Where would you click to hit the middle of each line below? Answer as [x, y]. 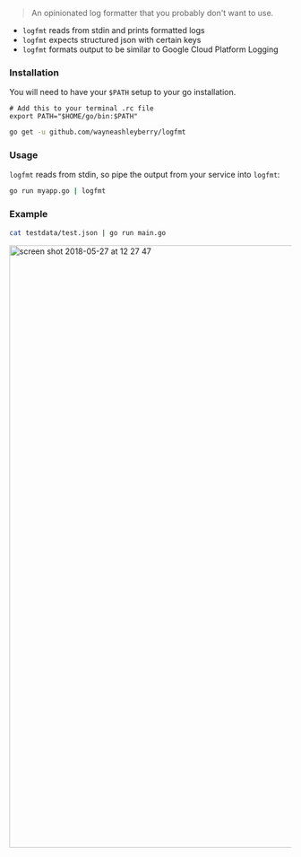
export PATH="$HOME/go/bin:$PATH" [74, 117]
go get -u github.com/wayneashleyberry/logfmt [98, 132]
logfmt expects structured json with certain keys [112, 40]
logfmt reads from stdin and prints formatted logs [113, 30]
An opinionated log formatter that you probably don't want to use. [152, 13]
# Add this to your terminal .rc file [82, 109]
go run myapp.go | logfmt [57, 191]
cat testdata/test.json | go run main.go [88, 232]
